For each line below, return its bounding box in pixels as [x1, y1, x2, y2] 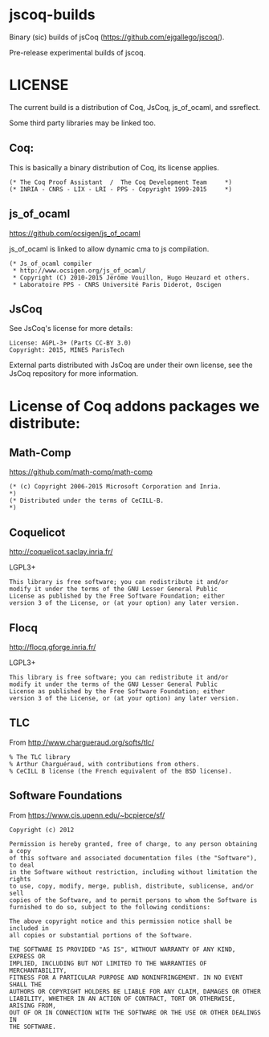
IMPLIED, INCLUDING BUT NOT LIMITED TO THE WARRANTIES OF [9, 959, 207, 967]
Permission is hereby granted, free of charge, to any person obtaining [9, 839, 258, 848]
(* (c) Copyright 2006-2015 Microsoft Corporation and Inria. [9, 483, 222, 491]
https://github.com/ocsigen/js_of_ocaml [9, 228, 141, 238]
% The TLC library [9, 753, 71, 761]
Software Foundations [9, 789, 123, 802]
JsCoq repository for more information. [9, 369, 139, 378]
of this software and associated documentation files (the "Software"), [9, 854, 258, 862]
